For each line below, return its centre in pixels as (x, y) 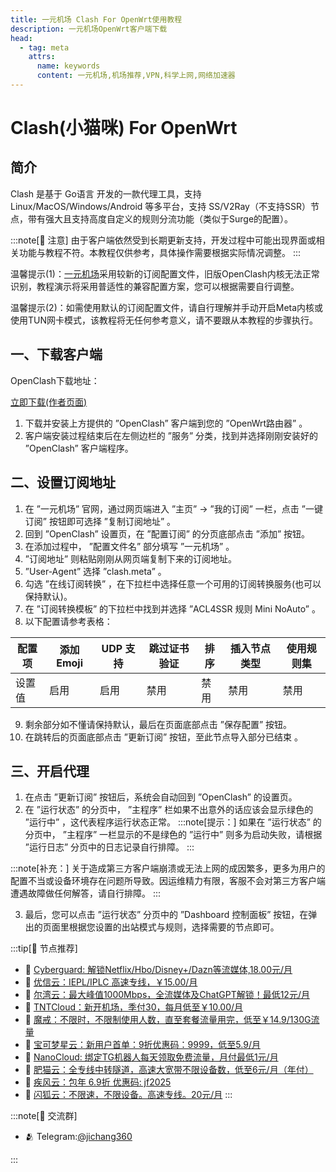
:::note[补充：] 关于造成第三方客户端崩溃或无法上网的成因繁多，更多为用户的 (168, 868)
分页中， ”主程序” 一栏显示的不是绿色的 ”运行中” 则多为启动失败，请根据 (173, 835)
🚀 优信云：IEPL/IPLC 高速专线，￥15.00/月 (111, 982)
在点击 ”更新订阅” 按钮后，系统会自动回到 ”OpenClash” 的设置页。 (161, 797)
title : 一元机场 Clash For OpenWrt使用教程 (96, 19)
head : (21, 38)
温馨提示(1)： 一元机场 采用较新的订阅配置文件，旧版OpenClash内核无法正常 (165, 273)
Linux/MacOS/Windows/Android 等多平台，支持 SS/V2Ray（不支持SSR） (160, 206)
